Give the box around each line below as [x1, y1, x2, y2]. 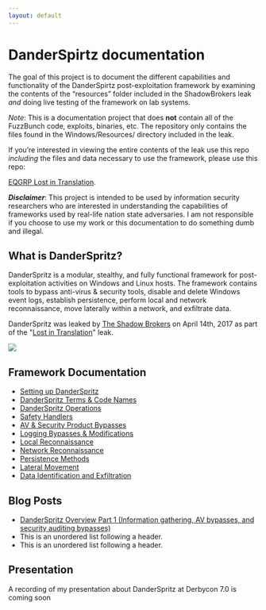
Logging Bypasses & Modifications [19, 429, 133, 439]
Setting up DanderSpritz [19, 386, 99, 397]
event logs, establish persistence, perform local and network [8, 295, 207, 305]
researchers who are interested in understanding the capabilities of [8, 201, 229, 210]
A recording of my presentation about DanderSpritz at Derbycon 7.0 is [8, 584, 237, 593]
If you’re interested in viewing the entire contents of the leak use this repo [8, 144, 250, 155]
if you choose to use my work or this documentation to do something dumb [8, 217, 255, 227]
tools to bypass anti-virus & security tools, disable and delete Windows [8, 287, 241, 297]
